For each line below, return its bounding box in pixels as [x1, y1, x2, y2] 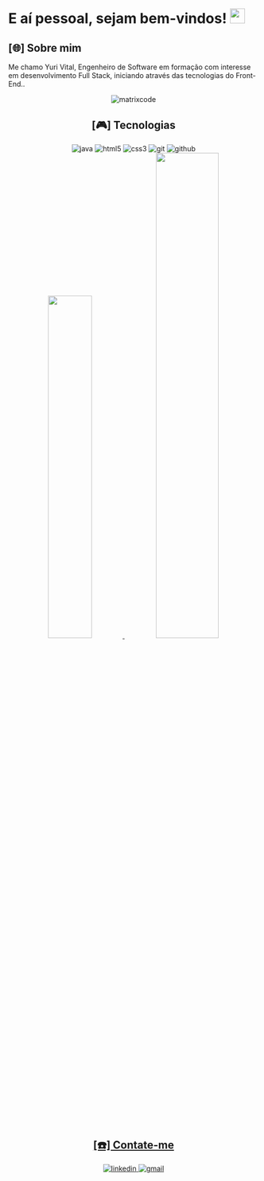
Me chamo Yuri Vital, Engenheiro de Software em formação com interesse [8, 62, 251, 72]
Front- [235, 71, 256, 80]
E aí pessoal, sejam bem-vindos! [8, 10, 227, 28]
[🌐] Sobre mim [8, 41, 82, 55]
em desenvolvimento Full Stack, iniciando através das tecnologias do [8, 71, 235, 80]
